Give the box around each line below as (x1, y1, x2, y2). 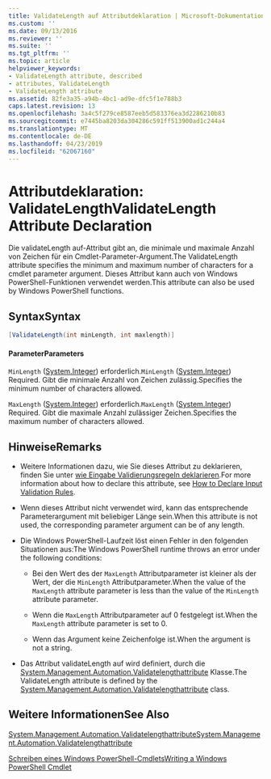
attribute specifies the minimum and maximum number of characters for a (8, 260, 254, 270)
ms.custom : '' (8, 19, 56, 28)
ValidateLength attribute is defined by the (19, 676, 158, 686)
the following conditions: (19, 553, 102, 563)
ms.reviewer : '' (8, 34, 63, 43)
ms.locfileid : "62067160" (8, 147, 95, 155)
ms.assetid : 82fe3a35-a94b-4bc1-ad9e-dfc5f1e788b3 (8, 95, 182, 103)
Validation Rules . (19, 487, 76, 497)
